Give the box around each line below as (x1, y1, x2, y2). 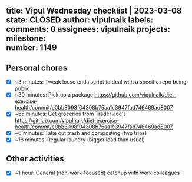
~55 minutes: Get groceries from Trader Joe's (14, 110, 127, 118)
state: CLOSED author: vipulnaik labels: (6, 15, 154, 25)
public (14, 85, 30, 92)
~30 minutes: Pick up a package (14, 91, 93, 98)
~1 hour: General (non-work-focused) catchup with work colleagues (14, 169, 180, 177)
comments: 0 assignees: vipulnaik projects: (6, 24, 171, 34)
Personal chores (6, 62, 68, 72)
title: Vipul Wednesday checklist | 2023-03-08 (6, 6, 182, 16)
